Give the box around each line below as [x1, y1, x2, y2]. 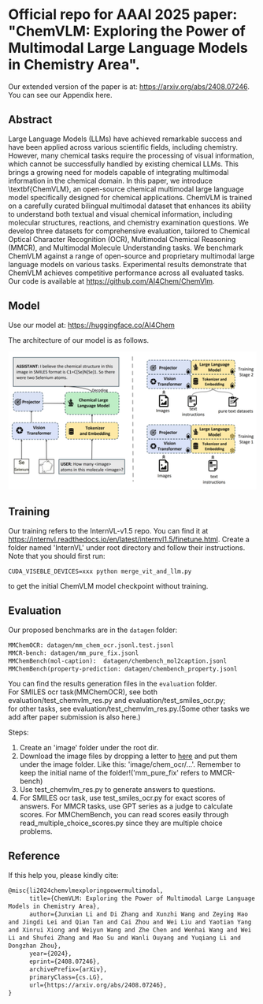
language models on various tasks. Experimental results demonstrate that [8, 259, 247, 269]
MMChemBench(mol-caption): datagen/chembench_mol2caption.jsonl [8, 656, 227, 665]
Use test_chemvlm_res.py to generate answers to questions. [19, 784, 216, 794]
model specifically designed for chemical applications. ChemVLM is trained [8, 192, 253, 202]
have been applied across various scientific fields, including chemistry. [8, 142, 239, 151]
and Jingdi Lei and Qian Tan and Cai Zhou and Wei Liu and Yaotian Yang [8, 918, 252, 926]
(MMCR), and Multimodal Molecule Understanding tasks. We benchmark [8, 243, 243, 252]
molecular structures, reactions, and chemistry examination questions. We [8, 218, 250, 227]
